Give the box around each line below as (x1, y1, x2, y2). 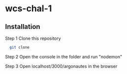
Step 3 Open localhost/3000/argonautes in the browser (5, 63, 118, 69)
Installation (5, 23, 40, 31)
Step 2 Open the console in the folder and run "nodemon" (5, 53, 122, 59)
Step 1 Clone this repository (5, 35, 61, 41)
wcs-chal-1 (5, 3, 52, 14)
